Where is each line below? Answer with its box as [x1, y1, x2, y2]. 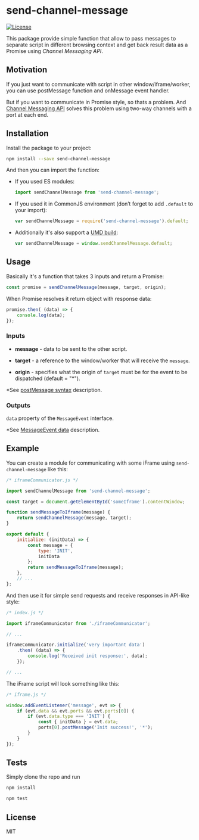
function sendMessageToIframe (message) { [6, 509, 111, 515]
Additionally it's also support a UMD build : [14, 229, 118, 236]
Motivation [6, 65, 48, 75]
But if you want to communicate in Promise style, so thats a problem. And [6, 98, 186, 105]
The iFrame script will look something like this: [6, 680, 120, 687]
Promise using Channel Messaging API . [6, 47, 103, 54]
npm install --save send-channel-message [6, 155, 111, 161]
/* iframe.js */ [6, 692, 46, 698]
